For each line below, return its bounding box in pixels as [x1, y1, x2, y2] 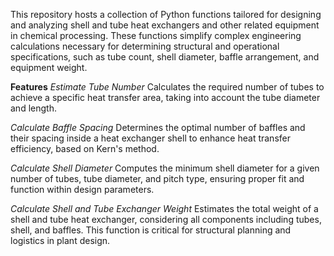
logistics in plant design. [10, 235, 111, 246]
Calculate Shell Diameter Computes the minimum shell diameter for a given [10, 162, 320, 174]
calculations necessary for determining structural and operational [10, 40, 280, 52]
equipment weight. [10, 62, 88, 73]
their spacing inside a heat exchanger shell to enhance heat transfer [10, 132, 291, 144]
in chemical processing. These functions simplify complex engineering [10, 30, 302, 41]
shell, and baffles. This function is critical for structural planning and [10, 224, 292, 236]
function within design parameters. [10, 184, 155, 195]
